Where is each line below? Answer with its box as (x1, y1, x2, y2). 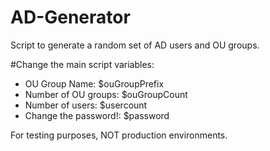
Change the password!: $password (24, 109, 170, 121)
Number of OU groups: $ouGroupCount (24, 88, 188, 100)
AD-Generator (10, 6, 131, 29)
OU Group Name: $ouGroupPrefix (24, 77, 165, 90)
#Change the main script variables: (10, 58, 155, 70)
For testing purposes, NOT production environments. (10, 129, 228, 141)
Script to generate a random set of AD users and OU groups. (10, 39, 260, 51)
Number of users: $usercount (24, 99, 148, 111)
